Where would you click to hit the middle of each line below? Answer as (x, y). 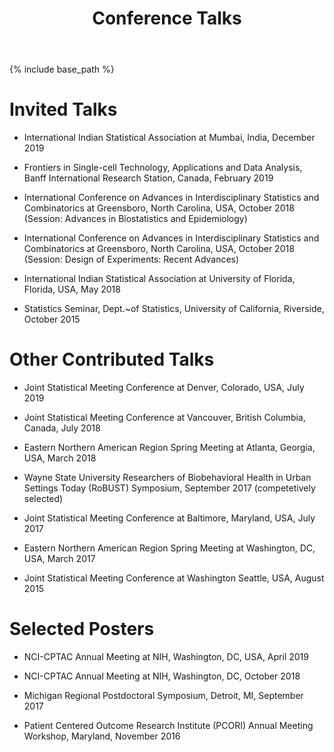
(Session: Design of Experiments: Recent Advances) (131, 259)
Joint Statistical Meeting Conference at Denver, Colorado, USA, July (164, 388)
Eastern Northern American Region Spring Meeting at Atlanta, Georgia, (169, 448)
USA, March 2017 (59, 559)
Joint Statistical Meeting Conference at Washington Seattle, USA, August (174, 578)
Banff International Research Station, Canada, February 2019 (148, 178)
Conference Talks (167, 18)
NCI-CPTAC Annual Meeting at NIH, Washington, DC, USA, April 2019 (166, 656)
